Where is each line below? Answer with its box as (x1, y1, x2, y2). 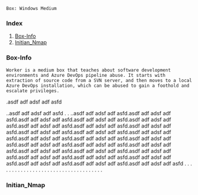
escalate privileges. (6, 87, 60, 94)
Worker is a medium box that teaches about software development (6, 67, 171, 73)
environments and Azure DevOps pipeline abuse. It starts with (6, 72, 166, 78)
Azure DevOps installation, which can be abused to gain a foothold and (6, 83, 190, 89)
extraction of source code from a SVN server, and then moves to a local (6, 77, 193, 83)
